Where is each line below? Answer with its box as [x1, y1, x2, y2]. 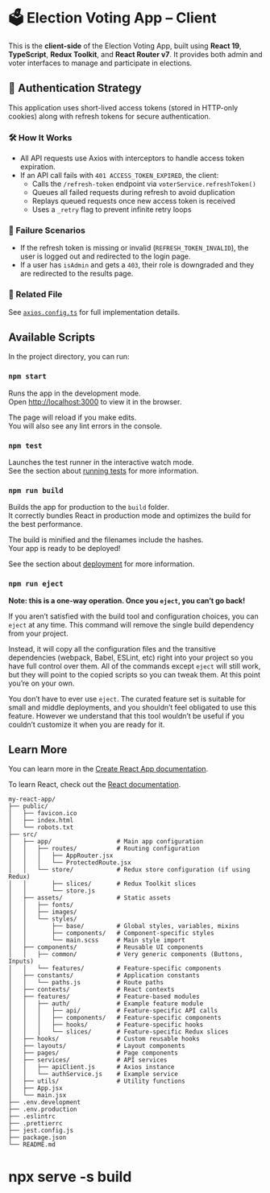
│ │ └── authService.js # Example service [8, 1071, 179, 1079]
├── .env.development [8, 1099, 81, 1107]
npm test [8, 441, 43, 450]
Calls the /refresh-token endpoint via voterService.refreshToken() [31, 179, 256, 188]
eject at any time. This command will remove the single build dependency [8, 619, 255, 629]
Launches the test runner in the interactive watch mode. [8, 458, 195, 467]
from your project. [8, 628, 69, 638]
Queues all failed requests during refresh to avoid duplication [31, 188, 235, 197]
